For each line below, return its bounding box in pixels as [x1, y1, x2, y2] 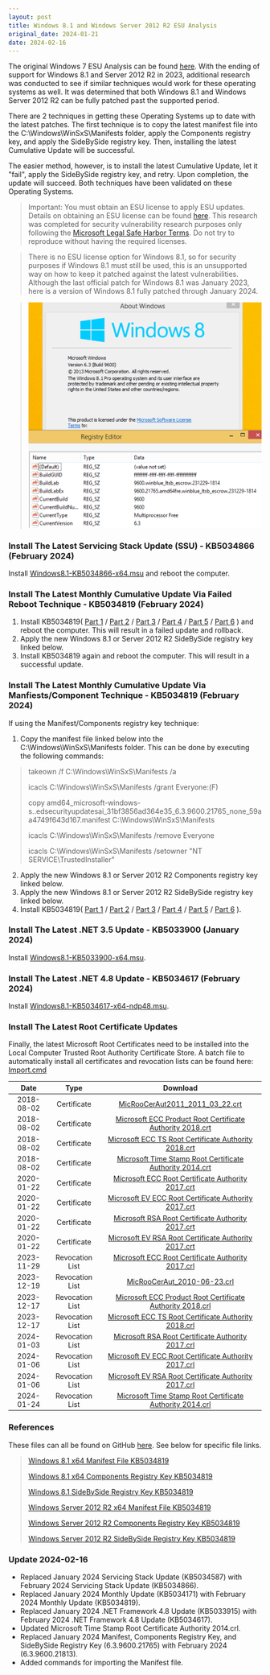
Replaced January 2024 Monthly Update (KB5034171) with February [19, 1589, 247, 1599]
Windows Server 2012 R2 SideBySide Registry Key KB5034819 [27, 1533, 235, 1543]
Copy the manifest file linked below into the [19, 733, 164, 744]
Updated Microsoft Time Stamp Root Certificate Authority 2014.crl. [19, 1623, 241, 1633]
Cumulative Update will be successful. [8, 146, 135, 155]
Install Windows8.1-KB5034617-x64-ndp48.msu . [8, 1001, 170, 1011]
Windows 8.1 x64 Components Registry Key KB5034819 [27, 1471, 213, 1481]
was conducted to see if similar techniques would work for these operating [8, 79, 256, 89]
